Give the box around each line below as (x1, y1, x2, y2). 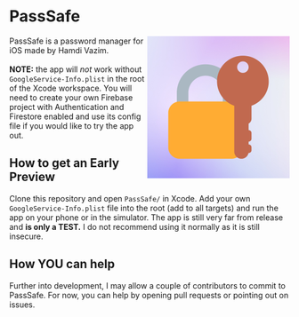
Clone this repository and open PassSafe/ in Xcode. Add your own (9, 193, 251, 203)
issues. (9, 299, 36, 310)
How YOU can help (9, 257, 116, 272)
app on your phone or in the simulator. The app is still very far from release (9, 211, 283, 223)
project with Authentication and (9, 101, 125, 112)
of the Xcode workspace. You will (9, 83, 133, 93)
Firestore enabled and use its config (9, 111, 141, 122)
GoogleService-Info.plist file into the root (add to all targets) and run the (9, 202, 279, 213)
